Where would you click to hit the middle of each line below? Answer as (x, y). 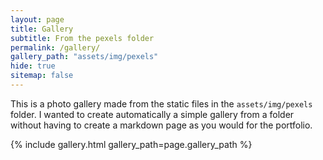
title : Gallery (42, 29)
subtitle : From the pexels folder (82, 38)
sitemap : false (42, 76)
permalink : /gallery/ (55, 47)
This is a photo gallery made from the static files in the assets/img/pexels (161, 103)
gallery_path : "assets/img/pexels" (84, 57)
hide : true (33, 66)
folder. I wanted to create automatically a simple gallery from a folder (152, 114)
